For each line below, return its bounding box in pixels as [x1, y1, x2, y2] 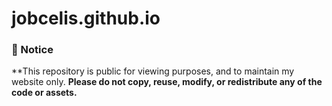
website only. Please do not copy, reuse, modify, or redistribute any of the [11, 76, 323, 88]
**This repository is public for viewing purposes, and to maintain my [11, 65, 295, 77]
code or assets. [11, 87, 78, 99]
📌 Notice [11, 43, 54, 57]
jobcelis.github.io [11, 7, 161, 30]
